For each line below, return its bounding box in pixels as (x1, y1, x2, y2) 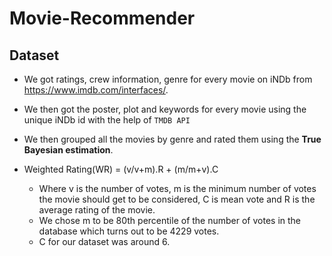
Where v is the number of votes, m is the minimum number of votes (38, 183, 317, 194)
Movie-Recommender (9, 7, 196, 30)
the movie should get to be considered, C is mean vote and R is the (38, 193, 316, 205)
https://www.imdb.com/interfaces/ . (23, 84, 169, 96)
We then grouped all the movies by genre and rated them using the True (23, 133, 322, 145)
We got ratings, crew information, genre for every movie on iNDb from (23, 73, 313, 85)
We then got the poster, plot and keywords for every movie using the (23, 103, 307, 115)
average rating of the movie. (38, 204, 156, 216)
